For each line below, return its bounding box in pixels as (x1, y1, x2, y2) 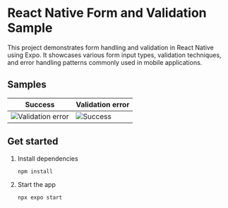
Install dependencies (17, 154, 79, 163)
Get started (7, 135, 59, 147)
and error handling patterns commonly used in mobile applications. (7, 58, 203, 66)
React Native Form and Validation (7, 5, 207, 21)
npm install (17, 168, 53, 175)
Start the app (17, 181, 56, 189)
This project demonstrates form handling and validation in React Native (7, 43, 214, 51)
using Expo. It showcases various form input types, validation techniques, (7, 51, 222, 59)
